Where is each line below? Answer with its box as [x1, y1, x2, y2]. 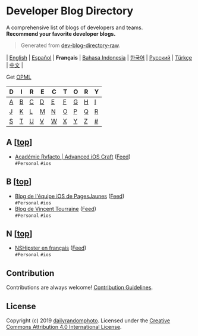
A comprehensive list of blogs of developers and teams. [6, 24, 143, 31]
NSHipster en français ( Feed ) [14, 244, 87, 251]
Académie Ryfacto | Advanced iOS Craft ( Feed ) [14, 153, 131, 160]
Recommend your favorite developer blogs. [6, 30, 116, 37]
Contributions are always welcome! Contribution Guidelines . [6, 284, 153, 291]
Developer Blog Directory [6, 4, 134, 18]
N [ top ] [6, 228, 33, 239]
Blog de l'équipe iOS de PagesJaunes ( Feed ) [14, 192, 125, 200]
